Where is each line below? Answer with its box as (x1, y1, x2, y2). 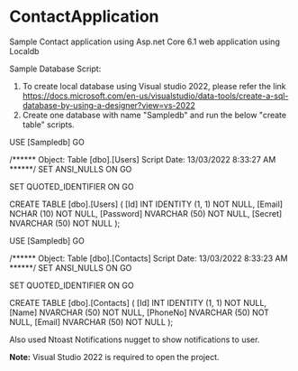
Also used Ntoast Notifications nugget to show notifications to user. (9, 334, 260, 345)
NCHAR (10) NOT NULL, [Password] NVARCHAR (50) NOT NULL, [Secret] (9, 208, 283, 218)
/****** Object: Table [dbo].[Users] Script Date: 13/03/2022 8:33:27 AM (9, 153, 276, 164)
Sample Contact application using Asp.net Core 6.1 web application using (9, 36, 281, 47)
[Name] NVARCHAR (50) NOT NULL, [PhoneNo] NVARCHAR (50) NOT (9, 307, 270, 318)
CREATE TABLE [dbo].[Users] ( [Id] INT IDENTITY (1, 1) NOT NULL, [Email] (9, 199, 284, 209)
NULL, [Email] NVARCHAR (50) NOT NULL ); (9, 316, 174, 327)
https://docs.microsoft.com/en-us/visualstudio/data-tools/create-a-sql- (22, 90, 289, 101)
